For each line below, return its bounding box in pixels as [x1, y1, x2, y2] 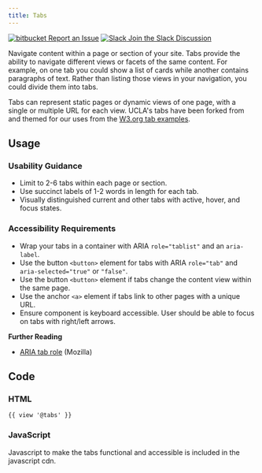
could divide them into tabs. [8, 82, 98, 91]
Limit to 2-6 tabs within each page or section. [19, 178, 168, 188]
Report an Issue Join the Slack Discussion [48, 33, 212, 43]
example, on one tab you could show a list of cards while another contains [8, 65, 249, 75]
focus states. [19, 203, 62, 213]
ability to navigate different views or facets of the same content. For [8, 57, 228, 66]
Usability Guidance [8, 160, 83, 171]
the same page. [19, 283, 71, 292]
